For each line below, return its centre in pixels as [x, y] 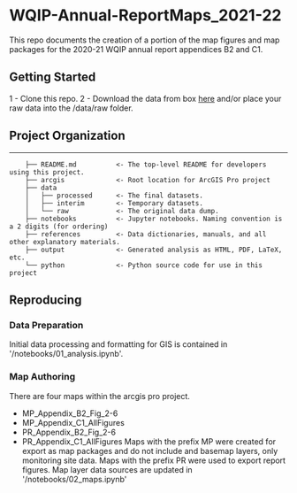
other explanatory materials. [65, 242]
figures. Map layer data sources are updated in [107, 469]
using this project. [47, 172]
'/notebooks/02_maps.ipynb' [74, 479]
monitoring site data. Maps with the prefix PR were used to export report [153, 460]
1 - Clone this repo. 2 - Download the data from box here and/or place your [145, 98]
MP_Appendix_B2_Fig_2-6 [70, 413]
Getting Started [53, 77]
